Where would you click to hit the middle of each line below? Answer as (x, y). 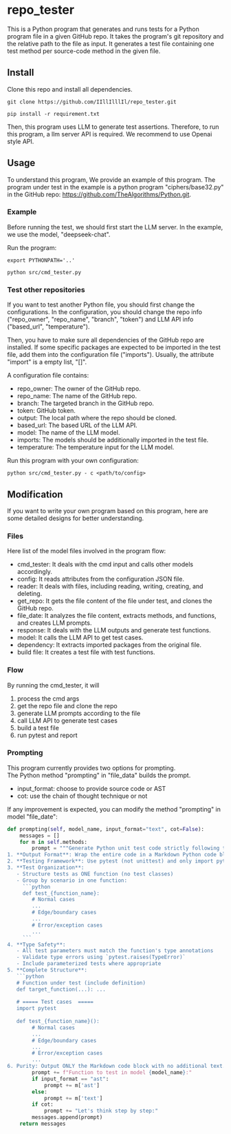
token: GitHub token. (46, 411)
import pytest (36, 1009)
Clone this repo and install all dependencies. (70, 89)
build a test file (38, 728)
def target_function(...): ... (61, 989)
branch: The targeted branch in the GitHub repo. (86, 403)
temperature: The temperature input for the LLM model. (96, 447)
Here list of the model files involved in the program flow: (87, 551)
